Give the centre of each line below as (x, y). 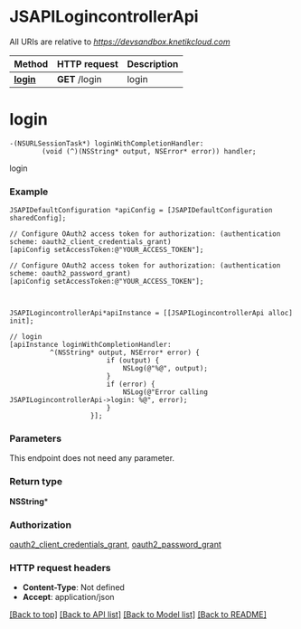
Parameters (35, 438)
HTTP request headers (60, 568)
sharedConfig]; (38, 219)
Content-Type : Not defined (73, 587)
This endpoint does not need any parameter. (92, 458)
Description (153, 63)
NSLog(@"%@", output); (165, 369)
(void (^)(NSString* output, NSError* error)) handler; (149, 151)
